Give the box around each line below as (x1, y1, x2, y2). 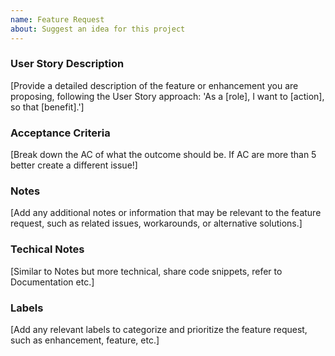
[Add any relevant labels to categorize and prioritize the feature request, (10, 323, 308, 335)
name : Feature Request (10, 14, 105, 25)
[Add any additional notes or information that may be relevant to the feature (10, 207, 322, 219)
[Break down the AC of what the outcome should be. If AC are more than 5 (10, 149, 317, 161)
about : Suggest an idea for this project (10, 24, 186, 34)
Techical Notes (10, 242, 85, 256)
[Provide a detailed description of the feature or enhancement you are (10, 79, 299, 91)
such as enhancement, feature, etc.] (10, 334, 160, 346)
